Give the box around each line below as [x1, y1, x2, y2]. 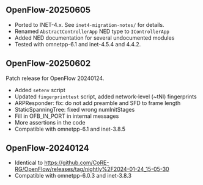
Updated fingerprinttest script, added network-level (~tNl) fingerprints [14, 93, 197, 100]
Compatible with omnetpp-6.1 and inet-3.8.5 [14, 125, 126, 132]
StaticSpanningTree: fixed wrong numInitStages [14, 106, 135, 113]
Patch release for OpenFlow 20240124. [6, 74, 105, 82]
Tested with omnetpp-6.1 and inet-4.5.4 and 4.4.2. [14, 40, 141, 48]
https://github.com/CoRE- [44, 159, 109, 167]
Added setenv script [14, 86, 65, 93]
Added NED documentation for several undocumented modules [14, 34, 175, 42]
